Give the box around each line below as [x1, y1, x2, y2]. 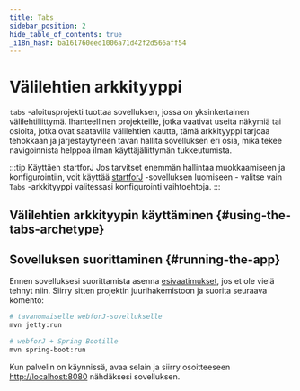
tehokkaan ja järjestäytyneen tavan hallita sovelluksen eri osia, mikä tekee [9, 136, 283, 147]
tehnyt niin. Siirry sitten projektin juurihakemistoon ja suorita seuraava [9, 285, 268, 297]
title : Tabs [9, 13, 54, 22]
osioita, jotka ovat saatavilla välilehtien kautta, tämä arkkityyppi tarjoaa [9, 126, 270, 137]
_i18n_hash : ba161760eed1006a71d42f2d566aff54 [9, 38, 187, 48]
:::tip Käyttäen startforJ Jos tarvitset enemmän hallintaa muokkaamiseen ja [9, 163, 286, 173]
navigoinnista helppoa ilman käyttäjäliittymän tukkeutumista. [9, 145, 233, 156]
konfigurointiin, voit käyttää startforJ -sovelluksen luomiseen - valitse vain [9, 172, 283, 182]
